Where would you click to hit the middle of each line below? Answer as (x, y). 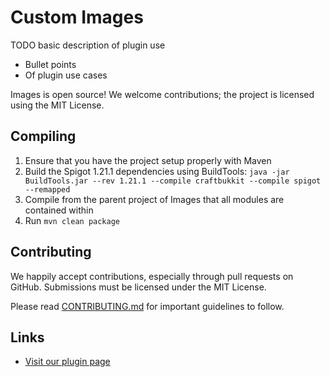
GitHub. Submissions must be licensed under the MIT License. (138, 287)
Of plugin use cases (66, 75)
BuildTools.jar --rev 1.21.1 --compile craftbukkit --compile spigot (173, 181)
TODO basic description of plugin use (88, 45)
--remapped (47, 189)
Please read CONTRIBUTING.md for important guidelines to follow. (147, 306)
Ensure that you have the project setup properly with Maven (148, 160)
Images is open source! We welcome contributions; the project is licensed (162, 94)
